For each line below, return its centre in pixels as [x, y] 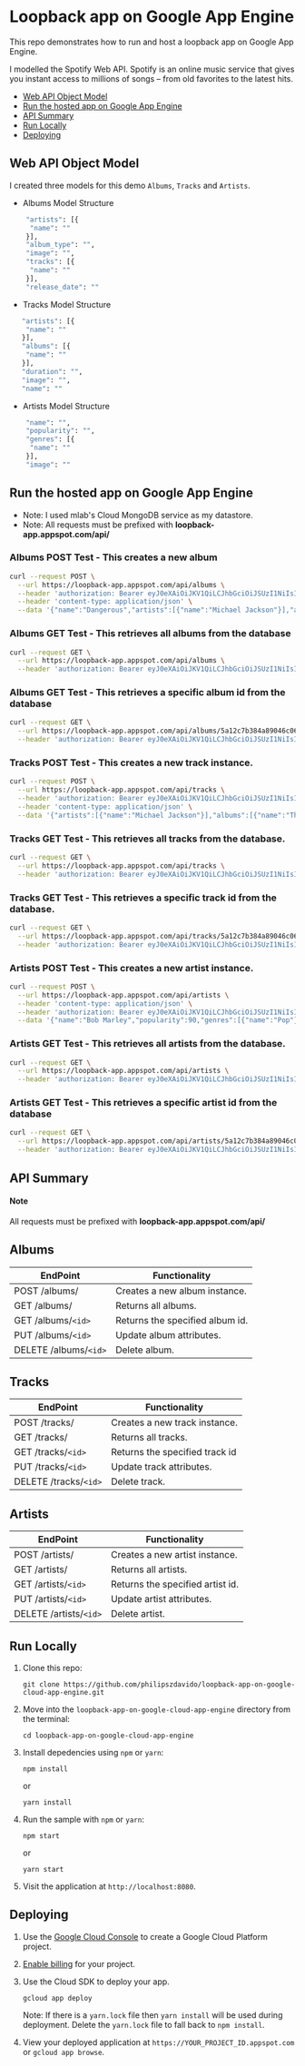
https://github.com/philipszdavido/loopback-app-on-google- [179, 1684]
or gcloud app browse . [64, 2051]
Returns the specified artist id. [174, 1584]
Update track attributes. [161, 1467]
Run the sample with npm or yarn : [84, 1819]
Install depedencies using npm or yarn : [93, 1752]
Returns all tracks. [149, 1438]
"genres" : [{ [50, 439]
